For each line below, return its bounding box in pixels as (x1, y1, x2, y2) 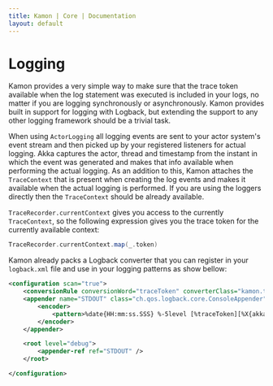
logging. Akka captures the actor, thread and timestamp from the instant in (8, 149, 258, 158)
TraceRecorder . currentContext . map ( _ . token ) (8, 241, 158, 249)
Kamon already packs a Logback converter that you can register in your (8, 255, 249, 265)
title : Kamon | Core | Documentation (8, 11, 136, 20)
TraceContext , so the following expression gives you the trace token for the (8, 216, 259, 226)
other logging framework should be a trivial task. (8, 115, 171, 126)
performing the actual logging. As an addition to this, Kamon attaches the (8, 166, 253, 176)
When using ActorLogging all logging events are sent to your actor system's (8, 132, 262, 141)
